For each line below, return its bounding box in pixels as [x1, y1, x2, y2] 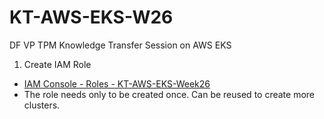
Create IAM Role [23, 58, 92, 70]
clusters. [23, 99, 61, 111]
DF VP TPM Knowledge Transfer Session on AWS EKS [9, 39, 232, 51]
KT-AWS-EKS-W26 [9, 6, 174, 29]
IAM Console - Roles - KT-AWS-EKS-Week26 [23, 77, 211, 90]
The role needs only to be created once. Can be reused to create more [23, 88, 315, 100]
